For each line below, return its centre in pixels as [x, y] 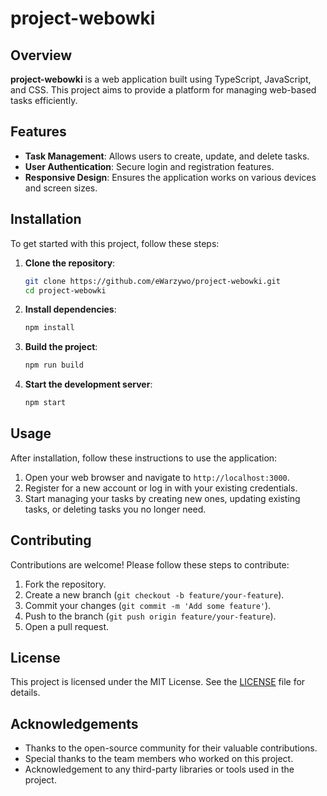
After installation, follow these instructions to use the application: [144, 458]
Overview [41, 55]
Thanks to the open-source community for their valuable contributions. [171, 748]
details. [25, 693]
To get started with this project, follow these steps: [115, 243]
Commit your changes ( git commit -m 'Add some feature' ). [148, 605]
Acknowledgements [74, 723]
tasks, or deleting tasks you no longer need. [115, 509]
